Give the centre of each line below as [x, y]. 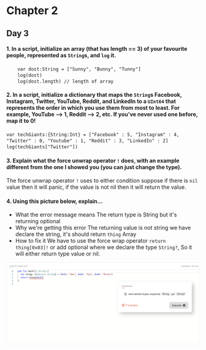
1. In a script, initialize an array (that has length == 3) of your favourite [97, 49]
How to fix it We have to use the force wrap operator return [90, 241]
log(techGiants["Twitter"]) [42, 147]
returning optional [38, 221]
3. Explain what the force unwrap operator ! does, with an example [93, 161]
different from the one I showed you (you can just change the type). [94, 167]
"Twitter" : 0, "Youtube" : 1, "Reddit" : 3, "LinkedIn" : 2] [87, 141]
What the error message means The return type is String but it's [96, 215]
